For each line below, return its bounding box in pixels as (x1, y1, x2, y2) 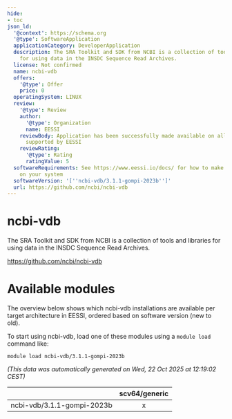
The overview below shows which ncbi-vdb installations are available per (7, 304, 215, 313)
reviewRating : (19, 145, 60, 152)
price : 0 (19, 87, 45, 94)
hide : (7, 10, 23, 17)
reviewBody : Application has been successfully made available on (19, 132, 215, 139)
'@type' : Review (19, 106, 67, 113)
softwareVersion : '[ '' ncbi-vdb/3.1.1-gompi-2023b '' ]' (13, 177, 171, 184)
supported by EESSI (25, 139, 81, 146)
